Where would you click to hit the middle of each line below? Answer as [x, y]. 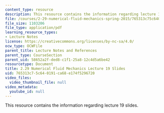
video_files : [18, 78]
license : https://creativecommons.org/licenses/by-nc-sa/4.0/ [70, 42]
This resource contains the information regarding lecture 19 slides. [72, 105]
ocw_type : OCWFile [24, 46]
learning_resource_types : [31, 32]
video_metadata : [21, 87]
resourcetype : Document [29, 64]
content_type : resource [29, 10]
